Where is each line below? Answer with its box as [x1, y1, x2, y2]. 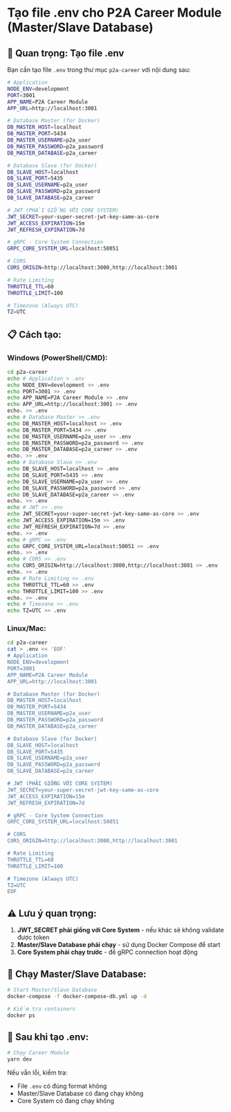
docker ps [7, 1011, 36, 1019]
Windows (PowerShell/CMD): [7, 352, 108, 362]
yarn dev [7, 1056, 33, 1063]
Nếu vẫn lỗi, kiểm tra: [7, 1068, 68, 1077]
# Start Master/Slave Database [7, 986, 98, 993]
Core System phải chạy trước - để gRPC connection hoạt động [17, 948, 198, 957]
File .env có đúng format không [17, 1082, 107, 1090]
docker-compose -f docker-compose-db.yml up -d [7, 993, 147, 1000]
